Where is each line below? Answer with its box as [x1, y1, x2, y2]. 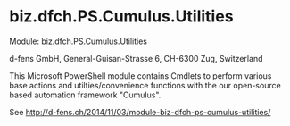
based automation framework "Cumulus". [9, 89, 162, 100]
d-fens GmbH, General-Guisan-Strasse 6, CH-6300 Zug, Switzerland [9, 53, 263, 63]
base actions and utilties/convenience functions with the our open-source [9, 80, 281, 90]
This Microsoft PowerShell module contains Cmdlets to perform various [9, 70, 272, 81]
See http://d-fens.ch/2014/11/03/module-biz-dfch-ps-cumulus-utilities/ [9, 106, 271, 117]
